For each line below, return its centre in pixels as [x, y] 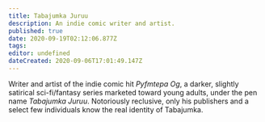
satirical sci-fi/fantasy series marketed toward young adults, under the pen [133, 92]
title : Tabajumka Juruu [48, 16]
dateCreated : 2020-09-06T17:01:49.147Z [76, 61]
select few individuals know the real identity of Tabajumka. [106, 109]
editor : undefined [39, 53]
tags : [17, 46]
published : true [36, 31]
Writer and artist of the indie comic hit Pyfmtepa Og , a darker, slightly [124, 84]
